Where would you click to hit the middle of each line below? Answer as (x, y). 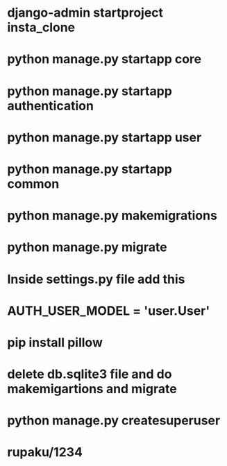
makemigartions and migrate (92, 389)
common (33, 183)
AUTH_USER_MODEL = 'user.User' (109, 311)
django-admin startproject (85, 13)
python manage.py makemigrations (112, 216)
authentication (50, 106)
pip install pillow (55, 342)
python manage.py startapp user (104, 137)
